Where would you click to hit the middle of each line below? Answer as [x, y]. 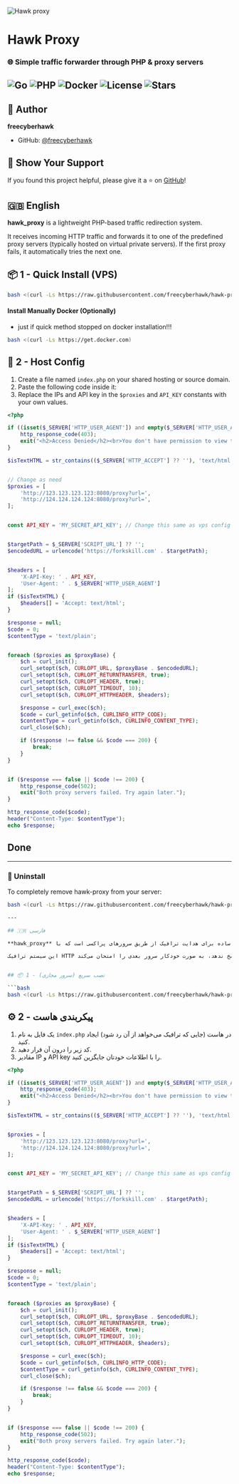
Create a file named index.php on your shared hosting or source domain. [124, 379]
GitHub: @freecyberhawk [55, 140]
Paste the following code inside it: [67, 387]
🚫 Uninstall [26, 876]
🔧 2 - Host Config [46, 362]
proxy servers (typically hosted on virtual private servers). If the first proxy [117, 244]
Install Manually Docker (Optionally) [62, 311]
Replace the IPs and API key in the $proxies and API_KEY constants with [122, 394]
